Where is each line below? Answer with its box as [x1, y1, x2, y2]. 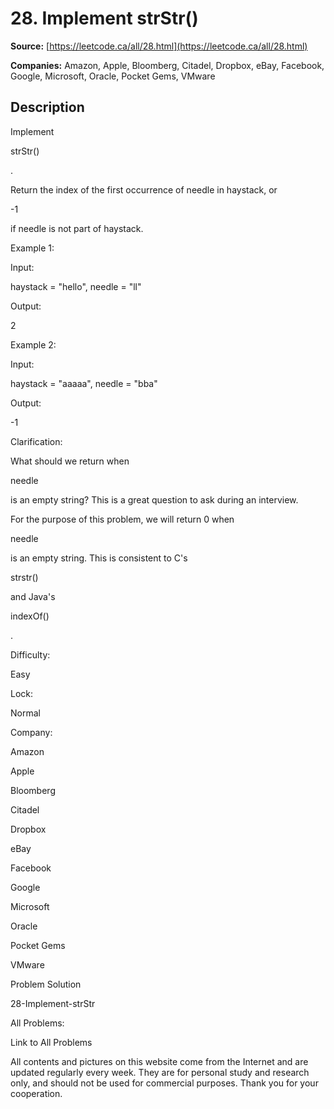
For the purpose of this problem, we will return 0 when [10, 513, 235, 525]
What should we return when [10, 455, 130, 467]
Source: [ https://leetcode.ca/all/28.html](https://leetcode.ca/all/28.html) [10, 40, 308, 52]
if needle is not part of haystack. [10, 222, 144, 234]
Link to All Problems [10, 1036, 93, 1048]
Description [10, 99, 85, 116]
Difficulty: [10, 648, 51, 661]
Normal [10, 707, 41, 719]
